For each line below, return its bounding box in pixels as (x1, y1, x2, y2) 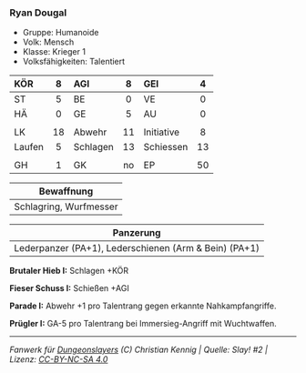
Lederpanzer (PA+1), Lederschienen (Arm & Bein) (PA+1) (14, 242, 260, 255)
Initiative (143, 126, 180, 138)
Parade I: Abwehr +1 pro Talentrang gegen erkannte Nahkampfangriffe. (9, 300, 277, 311)
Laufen (14, 141, 44, 154)
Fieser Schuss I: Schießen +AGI (9, 283, 129, 294)
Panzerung (112, 227, 161, 239)
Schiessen (143, 141, 189, 154)
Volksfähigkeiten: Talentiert (22, 56, 126, 67)
